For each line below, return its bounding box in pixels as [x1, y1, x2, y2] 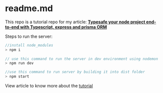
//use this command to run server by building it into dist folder [5, 70, 145, 75]
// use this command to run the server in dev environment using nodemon [5, 56, 159, 61]
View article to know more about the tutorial [5, 83, 93, 89]
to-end [5, 24, 20, 30]
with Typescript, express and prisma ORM [20, 24, 107, 30]
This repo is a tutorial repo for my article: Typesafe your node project [5, 19, 145, 25]
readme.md [5, 3, 53, 14]
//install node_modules [5, 43, 54, 47]
